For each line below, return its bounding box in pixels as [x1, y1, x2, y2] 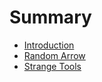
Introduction [23, 39, 75, 51]
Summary [9, 6, 92, 29]
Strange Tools [23, 60, 82, 72]
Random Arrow [23, 49, 86, 61]
